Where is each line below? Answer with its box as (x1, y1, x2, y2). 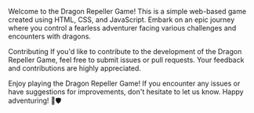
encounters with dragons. (8, 31, 92, 41)
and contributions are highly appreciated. (8, 64, 141, 73)
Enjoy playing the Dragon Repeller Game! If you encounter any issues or (8, 78, 241, 88)
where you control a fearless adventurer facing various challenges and (8, 24, 237, 32)
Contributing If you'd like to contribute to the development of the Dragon (8, 47, 242, 56)
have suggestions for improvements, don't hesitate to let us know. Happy (8, 87, 245, 97)
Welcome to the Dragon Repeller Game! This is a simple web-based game (8, 7, 247, 16)
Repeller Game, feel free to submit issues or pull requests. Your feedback (8, 55, 245, 64)
